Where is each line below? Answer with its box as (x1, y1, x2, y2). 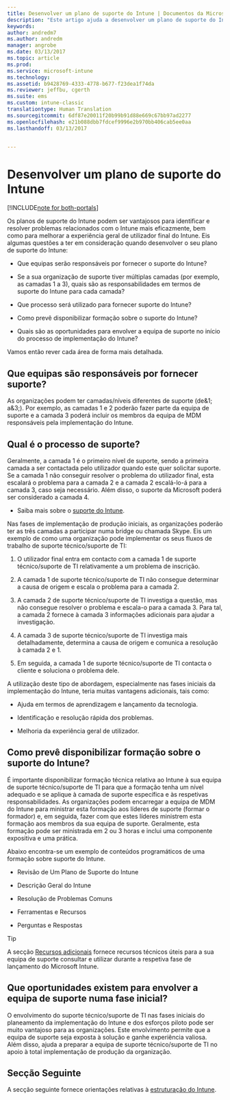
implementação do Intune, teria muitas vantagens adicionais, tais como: (7, 687, 210, 695)
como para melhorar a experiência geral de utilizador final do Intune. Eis (7, 231, 211, 240)
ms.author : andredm (7, 36, 63, 43)
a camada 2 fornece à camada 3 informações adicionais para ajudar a (16, 610, 215, 618)
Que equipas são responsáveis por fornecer (7, 368, 199, 379)
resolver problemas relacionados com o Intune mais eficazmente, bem (7, 224, 206, 233)
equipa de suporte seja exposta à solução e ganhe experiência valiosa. (7, 1033, 207, 1041)
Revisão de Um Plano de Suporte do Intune (16, 867, 139, 876)
